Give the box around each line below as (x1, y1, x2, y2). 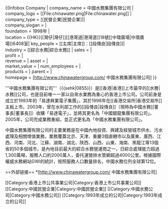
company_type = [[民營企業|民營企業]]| (5, 17, 85, 22)
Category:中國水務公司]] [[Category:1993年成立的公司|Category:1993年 (10, 192, 158, 198)
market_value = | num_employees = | (5, 63, 81, 69)
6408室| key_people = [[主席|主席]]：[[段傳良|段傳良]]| (12, 41, 125, 47)
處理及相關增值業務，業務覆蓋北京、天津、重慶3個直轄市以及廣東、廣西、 (5, 133, 157, 139)
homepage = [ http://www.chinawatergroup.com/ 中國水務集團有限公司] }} (5, 75, 157, 80)
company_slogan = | (5, 22, 47, 28)
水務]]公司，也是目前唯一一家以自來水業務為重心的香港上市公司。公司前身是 (5, 91, 162, 97)
